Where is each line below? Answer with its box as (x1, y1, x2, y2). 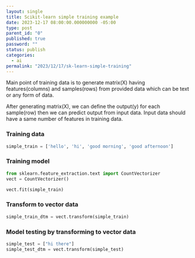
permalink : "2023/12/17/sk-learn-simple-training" (6, 63, 132, 69)
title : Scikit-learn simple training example (6, 14, 119, 20)
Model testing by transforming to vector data (6, 228, 136, 236)
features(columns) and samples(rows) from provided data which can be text (6, 86, 190, 93)
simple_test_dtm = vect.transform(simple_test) (6, 246, 124, 252)
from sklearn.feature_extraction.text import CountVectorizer (6, 171, 161, 176)
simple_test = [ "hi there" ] (6, 241, 75, 247)
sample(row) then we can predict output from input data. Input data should (6, 109, 186, 116)
